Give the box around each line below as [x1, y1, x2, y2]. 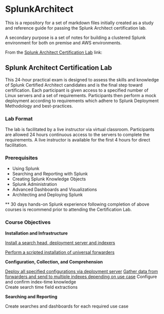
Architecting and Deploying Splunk [12, 192, 83, 198]
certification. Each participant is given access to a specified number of [5, 87, 149, 93]
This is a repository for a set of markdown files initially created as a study [5, 20, 154, 26]
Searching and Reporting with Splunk [12, 171, 88, 177]
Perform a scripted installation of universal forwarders [5, 249, 115, 255]
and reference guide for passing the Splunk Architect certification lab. [5, 25, 147, 31]
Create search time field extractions [5, 284, 78, 290]
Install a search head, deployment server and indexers [5, 240, 116, 245]
